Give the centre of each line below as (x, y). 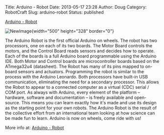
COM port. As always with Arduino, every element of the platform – (73, 92)
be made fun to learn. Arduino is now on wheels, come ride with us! (73, 118)
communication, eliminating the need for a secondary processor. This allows (82, 82)
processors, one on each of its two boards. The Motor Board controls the (79, 46)
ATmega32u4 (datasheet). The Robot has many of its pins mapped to (75, 66)
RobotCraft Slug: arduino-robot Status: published (55, 12)
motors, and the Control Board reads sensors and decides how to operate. (80, 51)
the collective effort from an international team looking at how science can (80, 113)
